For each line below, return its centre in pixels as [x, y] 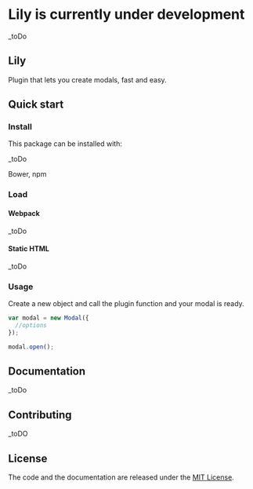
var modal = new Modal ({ [49, 318]
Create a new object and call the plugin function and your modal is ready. [126, 304]
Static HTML [29, 249]
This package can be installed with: [65, 144]
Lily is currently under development [127, 15]
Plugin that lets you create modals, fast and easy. [87, 79]
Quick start [36, 105]
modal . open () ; [31, 347]
